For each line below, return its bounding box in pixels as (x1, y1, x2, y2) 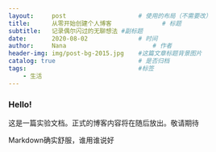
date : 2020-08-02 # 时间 (8, 34, 158, 43)
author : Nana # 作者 (8, 42, 172, 50)
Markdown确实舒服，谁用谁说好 (8, 135, 114, 145)
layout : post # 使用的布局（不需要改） (8, 11, 212, 20)
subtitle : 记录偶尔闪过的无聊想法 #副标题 (8, 27, 143, 35)
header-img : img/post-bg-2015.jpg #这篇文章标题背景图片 (8, 49, 202, 57)
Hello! (8, 99, 32, 110)
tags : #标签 (8, 65, 155, 73)
